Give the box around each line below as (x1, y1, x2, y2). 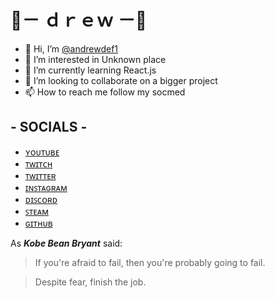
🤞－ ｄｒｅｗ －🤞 (10, 9, 148, 32)
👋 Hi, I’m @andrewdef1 (24, 42, 119, 55)
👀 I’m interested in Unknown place (24, 53, 167, 65)
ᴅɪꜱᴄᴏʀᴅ (24, 193, 58, 205)
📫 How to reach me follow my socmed (24, 86, 186, 98)
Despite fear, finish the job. (34, 276, 147, 288)
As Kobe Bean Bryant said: (10, 237, 123, 249)
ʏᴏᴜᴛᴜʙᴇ (24, 146, 60, 158)
